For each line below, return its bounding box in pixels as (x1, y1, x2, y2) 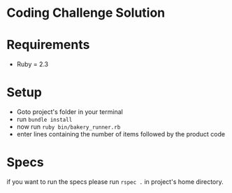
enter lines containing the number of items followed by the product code (16, 130, 225, 138)
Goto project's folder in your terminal (16, 108, 123, 116)
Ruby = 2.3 (16, 60, 49, 69)
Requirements (6, 37, 90, 53)
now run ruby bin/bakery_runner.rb (16, 122, 121, 131)
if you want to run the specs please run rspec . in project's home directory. (6, 178, 224, 186)
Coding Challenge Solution (6, 5, 166, 21)
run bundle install (16, 115, 73, 124)
